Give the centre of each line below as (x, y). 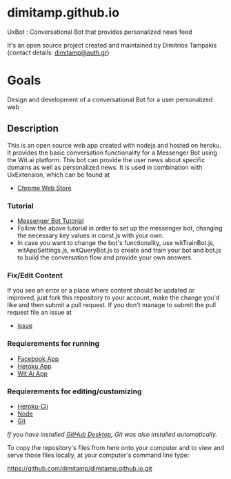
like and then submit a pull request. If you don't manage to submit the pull (111, 305)
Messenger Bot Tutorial (50, 221)
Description (33, 129)
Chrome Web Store (44, 188)
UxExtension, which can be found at (59, 175)
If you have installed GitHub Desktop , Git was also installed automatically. (112, 434)
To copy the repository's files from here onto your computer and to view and (116, 447)
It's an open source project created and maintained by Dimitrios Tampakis (112, 45)
